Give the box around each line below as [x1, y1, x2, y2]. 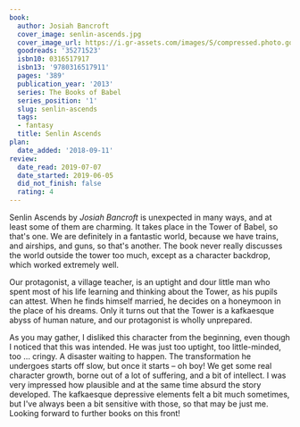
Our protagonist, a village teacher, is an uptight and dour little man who [9, 277, 271, 287]
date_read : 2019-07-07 [17, 163, 102, 172]
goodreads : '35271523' [17, 46, 102, 55]
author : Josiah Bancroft [17, 21, 110, 30]
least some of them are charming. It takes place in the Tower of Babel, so [9, 222, 279, 232]
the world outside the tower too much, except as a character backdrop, [9, 250, 271, 260]
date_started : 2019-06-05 [17, 171, 114, 180]
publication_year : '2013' [17, 80, 114, 88]
